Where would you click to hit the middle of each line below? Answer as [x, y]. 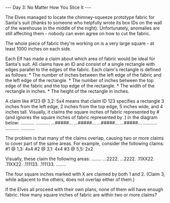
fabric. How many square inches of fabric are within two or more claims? [81, 195]
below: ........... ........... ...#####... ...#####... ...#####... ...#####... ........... [81, 123]
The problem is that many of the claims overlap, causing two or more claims [84, 138]
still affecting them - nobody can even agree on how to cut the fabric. [78, 33]
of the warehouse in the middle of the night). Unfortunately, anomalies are [82, 28]
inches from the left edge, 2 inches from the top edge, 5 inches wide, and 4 [84, 106]
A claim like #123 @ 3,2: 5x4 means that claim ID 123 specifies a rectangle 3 [85, 101]
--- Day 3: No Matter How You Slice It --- [48, 7]
